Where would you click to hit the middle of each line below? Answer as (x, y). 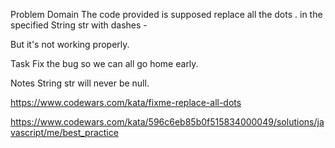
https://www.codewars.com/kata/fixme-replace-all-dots (126, 102)
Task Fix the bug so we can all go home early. (104, 63)
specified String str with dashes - (79, 25)
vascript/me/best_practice (64, 132)
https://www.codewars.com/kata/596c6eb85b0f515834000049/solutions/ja (167, 122)
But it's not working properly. (70, 44)
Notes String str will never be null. (80, 83)
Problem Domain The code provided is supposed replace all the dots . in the (166, 14)
